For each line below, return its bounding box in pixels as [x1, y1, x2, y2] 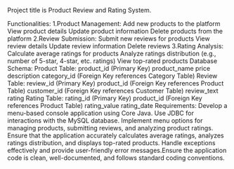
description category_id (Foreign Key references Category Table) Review [7, 72, 218, 80]
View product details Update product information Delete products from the [7, 27, 223, 35]
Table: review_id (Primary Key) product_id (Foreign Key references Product [7, 79, 224, 87]
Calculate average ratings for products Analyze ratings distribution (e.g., [7, 49, 216, 58]
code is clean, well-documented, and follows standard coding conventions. [7, 154, 225, 162]
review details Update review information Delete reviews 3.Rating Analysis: [7, 42, 223, 50]
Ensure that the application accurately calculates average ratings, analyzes [7, 131, 224, 140]
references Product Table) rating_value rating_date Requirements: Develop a [7, 102, 228, 109]
